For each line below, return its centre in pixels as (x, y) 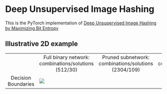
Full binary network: (67, 57)
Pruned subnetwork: (126, 57)
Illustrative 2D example (42, 44)
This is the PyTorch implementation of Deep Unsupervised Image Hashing (81, 23)
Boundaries (21, 84)
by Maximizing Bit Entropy (32, 28)
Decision (21, 78)
